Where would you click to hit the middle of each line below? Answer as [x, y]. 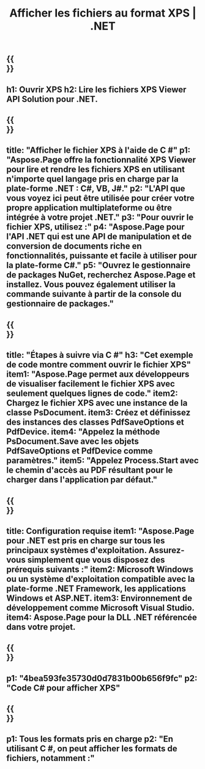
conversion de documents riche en [74, 246]
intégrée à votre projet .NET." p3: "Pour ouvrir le [100, 218]
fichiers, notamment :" [50, 758]
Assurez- [166, 550]
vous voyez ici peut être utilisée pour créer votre [100, 199]
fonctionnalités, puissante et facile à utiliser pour [102, 256]
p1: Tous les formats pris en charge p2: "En [90, 739]
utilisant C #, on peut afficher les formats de [92, 749]
